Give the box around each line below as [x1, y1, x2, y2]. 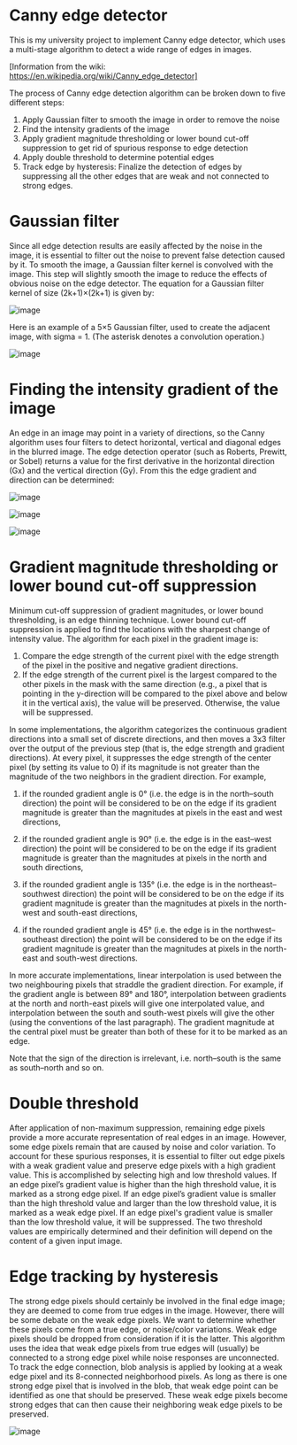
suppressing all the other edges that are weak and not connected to [21, 170, 270, 182]
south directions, [21, 862, 84, 872]
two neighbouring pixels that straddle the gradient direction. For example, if [9, 979, 284, 990]
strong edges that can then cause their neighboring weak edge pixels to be [9, 1399, 283, 1410]
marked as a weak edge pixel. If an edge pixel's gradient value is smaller [9, 1207, 274, 1217]
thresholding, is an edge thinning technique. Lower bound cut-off [9, 614, 247, 625]
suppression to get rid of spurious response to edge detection [21, 143, 248, 153]
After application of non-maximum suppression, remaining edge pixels [9, 1122, 265, 1133]
